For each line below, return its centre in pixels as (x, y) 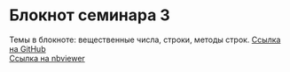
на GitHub (27, 48)
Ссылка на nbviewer (47, 58)
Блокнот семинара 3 (90, 15)
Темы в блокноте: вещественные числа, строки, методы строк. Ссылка (145, 40)
